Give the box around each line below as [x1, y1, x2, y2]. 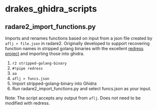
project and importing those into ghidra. [5, 51, 85, 56]
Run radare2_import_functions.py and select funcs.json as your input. [12, 86, 152, 91]
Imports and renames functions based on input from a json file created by [5, 35, 153, 41]
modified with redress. [5, 100, 50, 106]
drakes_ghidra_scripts [5, 3, 97, 14]
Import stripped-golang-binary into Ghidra [12, 81, 97, 86]
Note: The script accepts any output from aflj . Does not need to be [5, 95, 141, 101]
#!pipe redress [12, 66, 43, 71]
